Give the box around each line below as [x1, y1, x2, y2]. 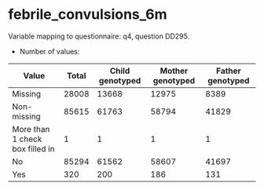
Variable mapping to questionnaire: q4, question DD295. [8, 31, 190, 41]
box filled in [12, 143, 55, 154]
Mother [159, 65, 189, 76]
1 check [12, 133, 42, 144]
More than [12, 123, 50, 134]
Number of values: [19, 46, 80, 56]
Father [215, 65, 241, 76]
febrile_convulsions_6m [8, 5, 167, 24]
